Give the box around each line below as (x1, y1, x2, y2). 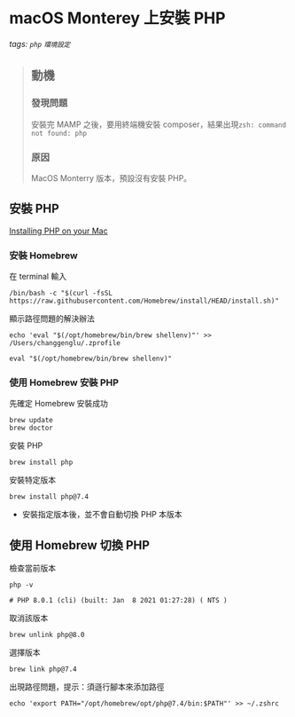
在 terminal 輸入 (9, 272, 67, 282)
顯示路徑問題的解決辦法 (9, 313, 95, 324)
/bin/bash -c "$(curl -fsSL (9, 289, 113, 298)
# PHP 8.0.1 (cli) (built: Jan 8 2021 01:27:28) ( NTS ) (9, 596, 228, 605)
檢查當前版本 (9, 563, 56, 573)
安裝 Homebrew (9, 249, 78, 262)
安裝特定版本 (9, 475, 56, 485)
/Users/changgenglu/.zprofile (9, 339, 121, 348)
